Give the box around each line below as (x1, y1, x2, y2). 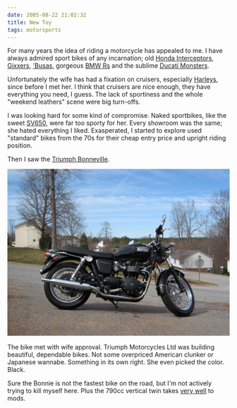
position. (7, 141, 33, 150)
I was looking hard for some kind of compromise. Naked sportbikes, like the (7, 112, 227, 120)
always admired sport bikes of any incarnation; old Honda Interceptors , (7, 54, 214, 63)
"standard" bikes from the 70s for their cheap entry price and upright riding (7, 134, 226, 143)
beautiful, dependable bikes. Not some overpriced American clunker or (7, 350, 214, 359)
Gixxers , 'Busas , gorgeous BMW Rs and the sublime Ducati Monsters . (7, 61, 209, 70)
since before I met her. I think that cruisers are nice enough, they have (7, 83, 211, 91)
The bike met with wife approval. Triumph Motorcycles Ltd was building (7, 343, 215, 352)
